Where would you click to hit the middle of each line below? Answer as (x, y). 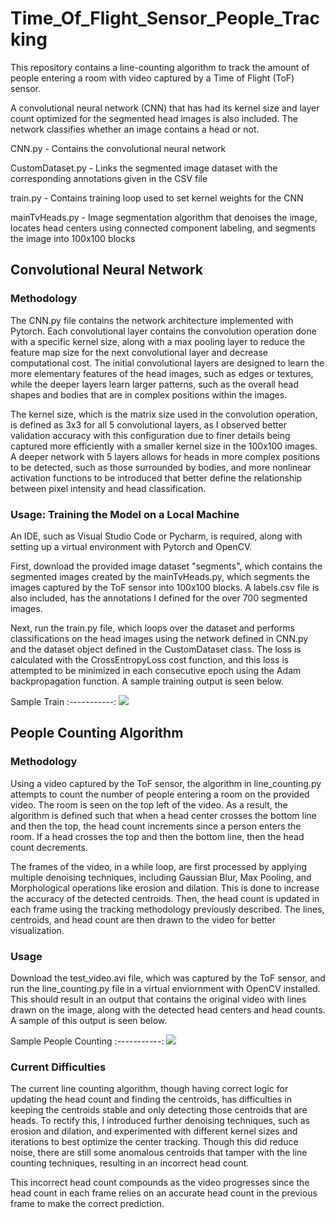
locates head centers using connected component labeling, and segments (163, 228)
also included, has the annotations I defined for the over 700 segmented (159, 598)
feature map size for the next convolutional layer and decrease (139, 352)
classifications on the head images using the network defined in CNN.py (159, 638)
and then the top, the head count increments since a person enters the (156, 826)
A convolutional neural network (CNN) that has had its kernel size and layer (165, 108)
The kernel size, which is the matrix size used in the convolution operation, (164, 414)
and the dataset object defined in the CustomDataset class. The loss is (156, 649)
